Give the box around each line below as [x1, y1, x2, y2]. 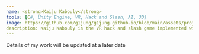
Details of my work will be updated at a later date [6, 42, 126, 49]
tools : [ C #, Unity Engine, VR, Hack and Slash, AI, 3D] [6, 14, 147, 20]
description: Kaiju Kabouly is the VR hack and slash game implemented [6, 25, 187, 31]
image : [6, 20, 23, 26]
